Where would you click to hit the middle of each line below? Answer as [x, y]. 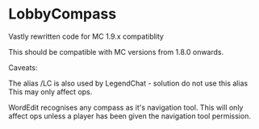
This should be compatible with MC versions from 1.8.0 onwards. [116, 52]
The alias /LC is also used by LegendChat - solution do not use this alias [128, 83]
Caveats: [23, 67]
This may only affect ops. [50, 92]
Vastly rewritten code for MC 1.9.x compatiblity [86, 36]
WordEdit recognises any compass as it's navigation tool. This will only [126, 107]
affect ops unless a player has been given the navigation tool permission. [130, 116]
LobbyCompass [63, 14]
